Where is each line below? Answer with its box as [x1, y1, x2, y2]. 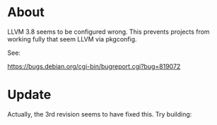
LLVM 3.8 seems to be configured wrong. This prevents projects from [7, 27, 210, 36]
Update [7, 87, 52, 103]
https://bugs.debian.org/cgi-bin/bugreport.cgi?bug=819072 [7, 62, 181, 70]
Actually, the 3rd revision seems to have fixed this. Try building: [7, 110, 192, 118]
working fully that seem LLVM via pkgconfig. [7, 34, 137, 43]
